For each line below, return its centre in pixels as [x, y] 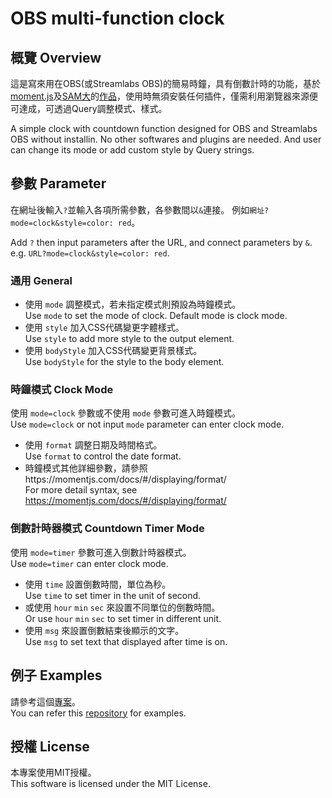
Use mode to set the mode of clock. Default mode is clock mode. [156, 316]
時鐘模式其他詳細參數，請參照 [86, 468]
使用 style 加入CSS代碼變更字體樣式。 [104, 328]
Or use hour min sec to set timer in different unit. [123, 618]
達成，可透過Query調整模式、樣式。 [93, 108]
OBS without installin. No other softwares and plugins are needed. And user [166, 139]
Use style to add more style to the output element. [129, 339]
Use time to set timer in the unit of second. [113, 595]
